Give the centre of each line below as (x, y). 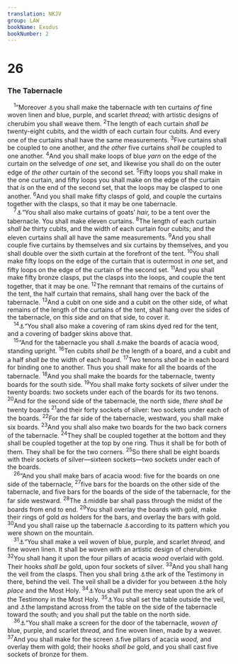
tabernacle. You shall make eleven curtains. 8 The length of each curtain (112, 220)
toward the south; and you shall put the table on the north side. (99, 614)
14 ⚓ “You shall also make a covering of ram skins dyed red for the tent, (116, 325)
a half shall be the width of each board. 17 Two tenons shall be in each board (118, 359)
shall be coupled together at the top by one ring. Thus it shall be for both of (117, 443)
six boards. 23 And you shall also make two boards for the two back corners (117, 426)
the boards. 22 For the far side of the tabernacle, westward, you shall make (116, 417)
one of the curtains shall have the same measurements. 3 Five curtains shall (117, 139)
